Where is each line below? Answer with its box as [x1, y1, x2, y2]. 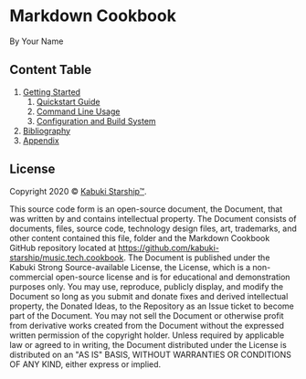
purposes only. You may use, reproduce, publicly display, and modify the [9, 280, 284, 292]
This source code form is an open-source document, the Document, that [9, 203, 283, 215]
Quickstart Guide [36, 96, 100, 107]
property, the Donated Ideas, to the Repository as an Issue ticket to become [9, 300, 294, 311]
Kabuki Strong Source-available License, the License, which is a [9, 261, 251, 272]
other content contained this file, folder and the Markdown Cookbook [9, 232, 270, 243]
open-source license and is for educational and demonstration [55, 271, 290, 282]
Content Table [9, 62, 92, 78]
